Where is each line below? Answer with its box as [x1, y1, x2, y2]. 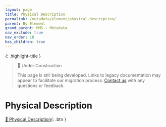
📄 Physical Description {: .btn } [5, 116, 67, 122]
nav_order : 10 [5, 35, 35, 40]
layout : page [5, 7, 32, 12]
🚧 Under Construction [17, 62, 62, 68]
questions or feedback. [17, 83, 65, 88]
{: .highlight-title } [5, 53, 41, 59]
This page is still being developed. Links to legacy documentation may [17, 72, 161, 78]
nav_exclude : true [5, 30, 43, 35]
